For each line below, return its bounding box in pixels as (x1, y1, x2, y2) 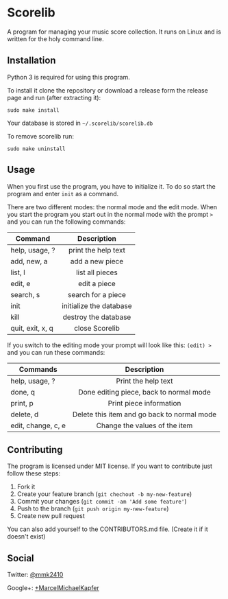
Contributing (7, 444, 63, 456)
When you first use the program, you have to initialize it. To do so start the (7, 182, 216, 190)
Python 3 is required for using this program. (7, 73, 130, 81)
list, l (10, 268, 25, 277)
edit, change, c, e (10, 421, 66, 430)
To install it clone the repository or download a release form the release (7, 86, 209, 94)
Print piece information (107, 398, 181, 408)
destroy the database (62, 312, 131, 322)
